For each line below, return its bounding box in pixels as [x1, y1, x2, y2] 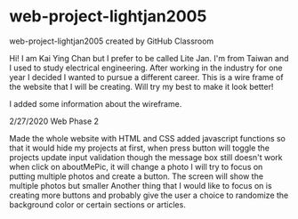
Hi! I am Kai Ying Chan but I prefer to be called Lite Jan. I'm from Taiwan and [9, 53, 289, 63]
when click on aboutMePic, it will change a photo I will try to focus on [9, 161, 263, 172]
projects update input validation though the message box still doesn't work [9, 151, 283, 162]
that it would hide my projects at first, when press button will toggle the [9, 142, 270, 153]
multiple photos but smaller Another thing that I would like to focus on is [9, 180, 273, 191]
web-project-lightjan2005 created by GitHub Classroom [9, 36, 214, 46]
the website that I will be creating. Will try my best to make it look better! [9, 81, 274, 92]
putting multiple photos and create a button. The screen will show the [9, 171, 264, 182]
